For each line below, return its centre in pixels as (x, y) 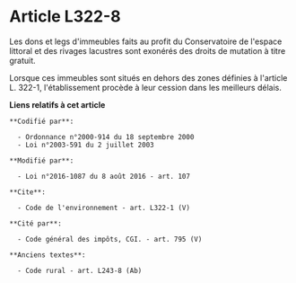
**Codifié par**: (42, 121)
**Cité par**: (36, 223)
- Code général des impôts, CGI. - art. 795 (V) (110, 239)
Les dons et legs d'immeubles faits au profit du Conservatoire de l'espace (146, 41)
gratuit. (22, 60)
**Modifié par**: (42, 160)
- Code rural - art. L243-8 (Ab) (80, 270)
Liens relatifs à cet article (57, 104)
